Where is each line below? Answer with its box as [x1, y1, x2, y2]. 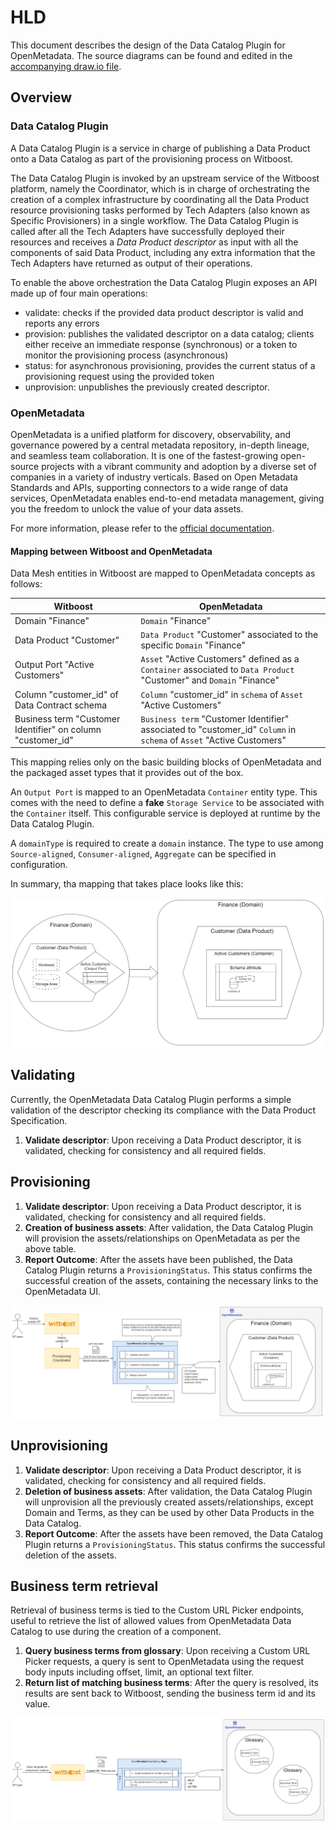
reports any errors [24, 317, 100, 329]
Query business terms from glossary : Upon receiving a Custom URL [24, 1645, 311, 1657]
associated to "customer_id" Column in [140, 723, 297, 735]
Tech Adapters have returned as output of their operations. [10, 257, 253, 269]
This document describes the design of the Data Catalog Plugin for [10, 39, 286, 51]
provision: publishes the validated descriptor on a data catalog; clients [24, 327, 315, 340]
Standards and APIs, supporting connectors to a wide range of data [10, 481, 289, 493]
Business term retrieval [10, 1578, 159, 1595]
